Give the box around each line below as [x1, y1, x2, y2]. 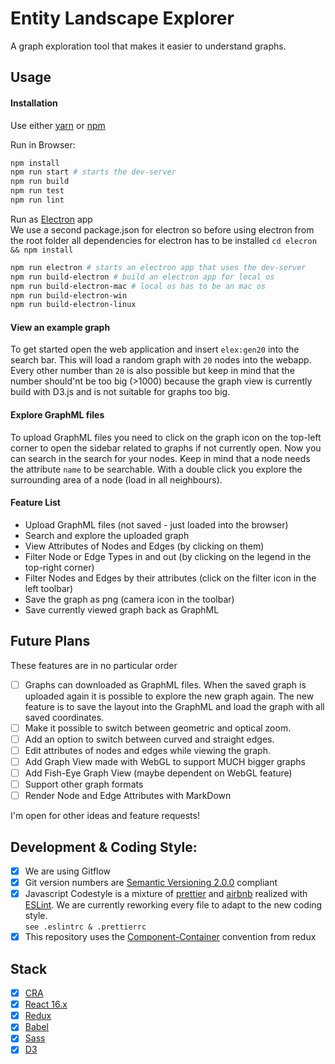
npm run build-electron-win [10, 290, 128, 301]
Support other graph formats [24, 778, 144, 791]
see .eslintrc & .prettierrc [24, 922, 147, 932]
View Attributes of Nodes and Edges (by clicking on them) [24, 540, 265, 552]
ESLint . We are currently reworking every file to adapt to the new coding [24, 899, 323, 911]
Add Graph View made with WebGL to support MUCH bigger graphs [24, 755, 306, 767]
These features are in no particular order [10, 659, 178, 671]
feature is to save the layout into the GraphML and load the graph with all [24, 700, 325, 712]
